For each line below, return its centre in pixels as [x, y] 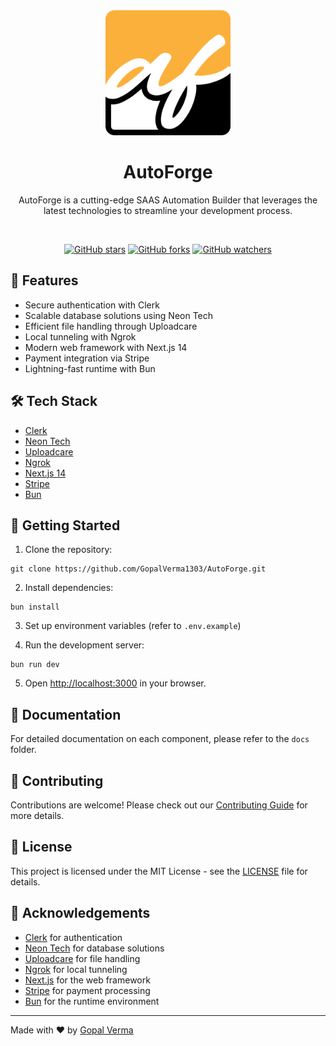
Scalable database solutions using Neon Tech [119, 315]
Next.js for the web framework [87, 980]
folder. [23, 750]
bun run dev [35, 665]
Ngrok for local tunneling [76, 969]
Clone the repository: [68, 550]
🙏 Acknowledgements [80, 913]
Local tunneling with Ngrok [80, 336]
